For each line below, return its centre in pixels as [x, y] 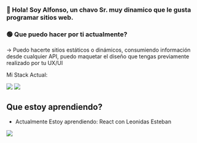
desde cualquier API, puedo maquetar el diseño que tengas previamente [98, 56]
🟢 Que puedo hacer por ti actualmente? [67, 34]
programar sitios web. [40, 17]
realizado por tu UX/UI [35, 63]
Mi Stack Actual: [27, 75]
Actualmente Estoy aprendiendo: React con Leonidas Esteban [93, 122]
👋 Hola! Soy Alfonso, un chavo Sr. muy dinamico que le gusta [99, 10]
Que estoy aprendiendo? [55, 107]
